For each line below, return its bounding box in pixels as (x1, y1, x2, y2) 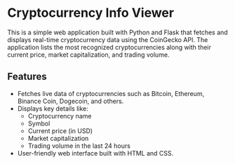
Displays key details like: (17, 104, 89, 113)
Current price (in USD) (27, 126, 93, 135)
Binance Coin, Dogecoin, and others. (17, 97, 124, 105)
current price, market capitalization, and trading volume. (7, 50, 170, 59)
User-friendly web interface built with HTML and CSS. (17, 149, 174, 157)
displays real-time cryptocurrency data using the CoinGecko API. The (7, 35, 208, 43)
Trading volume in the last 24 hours (27, 142, 131, 150)
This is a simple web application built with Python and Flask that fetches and (7, 28, 228, 36)
